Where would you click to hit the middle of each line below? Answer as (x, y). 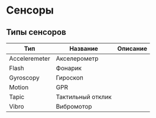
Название (84, 49)
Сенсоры (30, 10)
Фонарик (69, 68)
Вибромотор (74, 106)
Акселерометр (77, 58)
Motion (19, 87)
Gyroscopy (24, 78)
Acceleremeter (30, 58)
